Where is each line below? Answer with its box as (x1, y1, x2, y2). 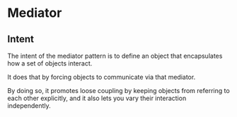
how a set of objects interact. (7, 59, 93, 68)
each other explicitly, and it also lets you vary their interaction (7, 94, 187, 102)
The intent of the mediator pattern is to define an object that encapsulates (7, 51, 223, 60)
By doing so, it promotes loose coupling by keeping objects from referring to (7, 87, 230, 94)
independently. (7, 101, 51, 110)
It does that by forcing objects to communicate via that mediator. (7, 73, 196, 81)
